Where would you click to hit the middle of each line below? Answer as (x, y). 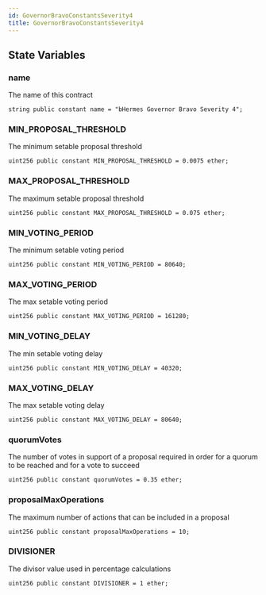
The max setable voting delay (56, 405)
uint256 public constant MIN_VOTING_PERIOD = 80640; (97, 265)
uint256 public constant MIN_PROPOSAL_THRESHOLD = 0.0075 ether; (118, 161)
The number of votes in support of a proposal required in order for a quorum (133, 457)
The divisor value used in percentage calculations (90, 569)
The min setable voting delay (56, 353)
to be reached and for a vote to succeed (74, 466)
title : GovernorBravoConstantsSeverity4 (76, 23)
